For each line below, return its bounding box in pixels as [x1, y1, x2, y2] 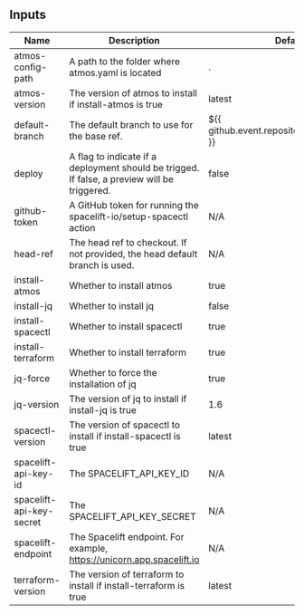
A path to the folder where [69, 54, 181, 67]
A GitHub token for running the [69, 198, 199, 211]
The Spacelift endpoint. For [69, 530, 185, 543]
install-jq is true [69, 403, 138, 416]
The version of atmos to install [69, 86, 197, 99]
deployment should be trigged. [69, 161, 200, 174]
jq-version [14, 398, 60, 410]
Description [108, 34, 160, 46]
